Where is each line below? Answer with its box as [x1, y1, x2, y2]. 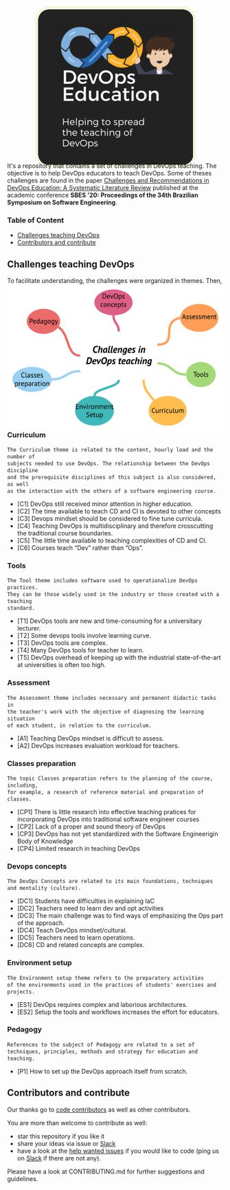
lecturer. [16, 624, 41, 633]
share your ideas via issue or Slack [16, 1139, 116, 1147]
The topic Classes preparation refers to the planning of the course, [7, 775, 214, 782]
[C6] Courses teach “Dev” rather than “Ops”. [16, 544, 143, 552]
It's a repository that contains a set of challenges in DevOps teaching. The [7, 162, 217, 170]
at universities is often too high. [16, 661, 106, 669]
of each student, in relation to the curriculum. [7, 722, 152, 729]
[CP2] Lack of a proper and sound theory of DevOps [16, 822, 166, 831]
